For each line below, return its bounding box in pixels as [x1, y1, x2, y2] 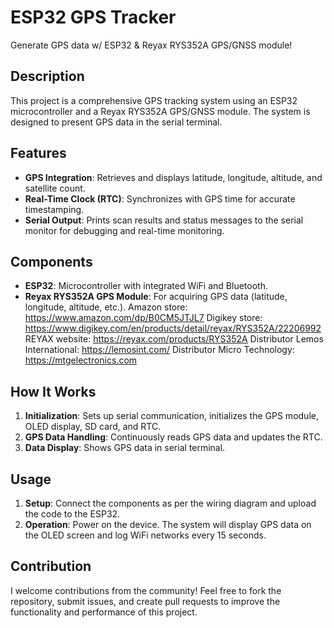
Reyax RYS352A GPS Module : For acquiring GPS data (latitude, [24, 291, 288, 303]
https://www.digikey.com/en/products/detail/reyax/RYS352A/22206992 [24, 322, 322, 335]
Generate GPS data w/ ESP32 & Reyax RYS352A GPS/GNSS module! [10, 39, 293, 51]
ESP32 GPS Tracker [10, 6, 177, 29]
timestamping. [24, 203, 85, 215]
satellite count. [24, 182, 86, 194]
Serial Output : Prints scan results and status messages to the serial [24, 214, 304, 226]
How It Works [10, 383, 97, 400]
